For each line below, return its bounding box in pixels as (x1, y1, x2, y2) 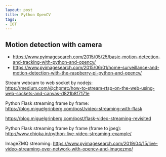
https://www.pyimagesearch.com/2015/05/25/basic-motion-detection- (12, 54, 161, 60)
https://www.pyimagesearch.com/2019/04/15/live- (53, 140, 158, 147)
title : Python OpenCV (5, 12, 51, 17)
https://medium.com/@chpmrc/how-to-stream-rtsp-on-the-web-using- (5, 85, 155, 91)
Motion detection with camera (5, 40, 102, 49)
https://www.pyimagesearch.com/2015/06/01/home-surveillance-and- (12, 64, 159, 71)
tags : (5, 17, 17, 22)
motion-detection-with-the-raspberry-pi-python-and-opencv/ (12, 70, 142, 76)
